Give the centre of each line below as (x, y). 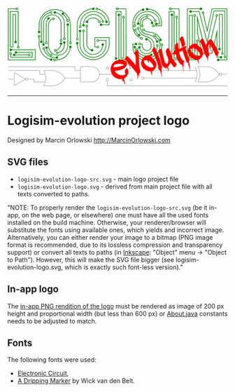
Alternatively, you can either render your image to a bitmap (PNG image (110, 237)
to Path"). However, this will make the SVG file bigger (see (91, 259)
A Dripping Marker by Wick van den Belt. (76, 381)
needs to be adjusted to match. (52, 321)
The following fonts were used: (52, 360)
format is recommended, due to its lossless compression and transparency (115, 245)
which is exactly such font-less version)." (123, 267)
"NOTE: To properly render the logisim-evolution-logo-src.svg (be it (107, 208)
